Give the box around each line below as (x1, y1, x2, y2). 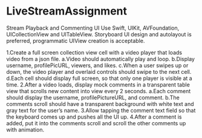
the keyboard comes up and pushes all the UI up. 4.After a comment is (6, 113, 182, 120)
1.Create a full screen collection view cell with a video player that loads (6, 48, 183, 56)
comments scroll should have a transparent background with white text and (6, 100, 195, 107)
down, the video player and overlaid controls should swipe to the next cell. (6, 68, 192, 75)
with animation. (6, 126, 44, 133)
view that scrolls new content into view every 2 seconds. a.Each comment (6, 87, 191, 94)
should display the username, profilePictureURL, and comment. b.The (6, 94, 180, 101)
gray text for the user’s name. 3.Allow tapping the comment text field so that (6, 107, 196, 114)
